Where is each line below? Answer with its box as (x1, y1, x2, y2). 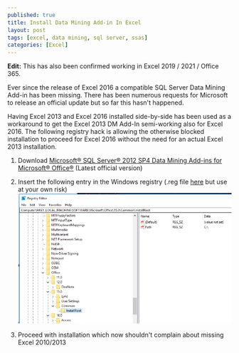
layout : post (7, 26, 46, 33)
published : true (7, 11, 55, 19)
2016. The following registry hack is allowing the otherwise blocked (7, 127, 205, 136)
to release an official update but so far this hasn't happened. (7, 98, 184, 107)
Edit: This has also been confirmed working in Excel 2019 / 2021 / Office (7, 62, 219, 70)
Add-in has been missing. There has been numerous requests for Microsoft (7, 91, 228, 100)
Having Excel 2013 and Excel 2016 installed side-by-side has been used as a (7, 112, 231, 121)
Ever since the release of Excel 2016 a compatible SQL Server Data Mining (7, 83, 225, 92)
